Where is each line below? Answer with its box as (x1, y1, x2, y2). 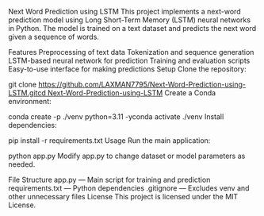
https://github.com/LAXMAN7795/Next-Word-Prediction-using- (38, 79, 247, 89)
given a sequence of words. (8, 32, 99, 41)
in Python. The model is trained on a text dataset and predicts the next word (8, 24, 257, 33)
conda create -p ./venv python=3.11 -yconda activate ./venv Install (8, 112, 224, 121)
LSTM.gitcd (8, 88, 46, 98)
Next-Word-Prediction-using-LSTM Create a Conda (47, 88, 216, 98)
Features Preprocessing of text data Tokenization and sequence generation (8, 48, 254, 56)
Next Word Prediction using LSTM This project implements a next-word (8, 7, 241, 16)
